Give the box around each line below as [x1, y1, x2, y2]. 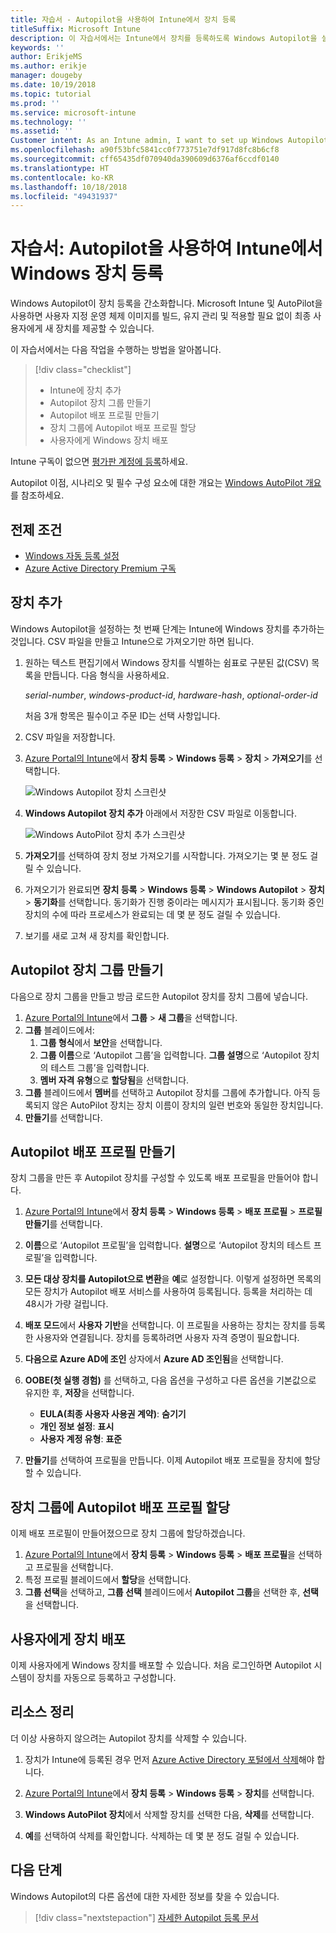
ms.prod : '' [10, 98, 60, 108]
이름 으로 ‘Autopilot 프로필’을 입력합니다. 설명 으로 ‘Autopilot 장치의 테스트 [24, 1239, 312, 1251]
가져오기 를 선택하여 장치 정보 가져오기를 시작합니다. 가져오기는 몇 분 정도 [24, 849, 308, 861]
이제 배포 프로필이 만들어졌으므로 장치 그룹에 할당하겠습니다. [10, 1527, 246, 1540]
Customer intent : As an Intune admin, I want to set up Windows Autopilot [10, 136, 329, 146]
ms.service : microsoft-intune [10, 107, 137, 118]
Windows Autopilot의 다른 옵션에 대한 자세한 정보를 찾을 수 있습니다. [10, 1890, 280, 1902]
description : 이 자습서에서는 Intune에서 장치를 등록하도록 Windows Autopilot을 [10, 33, 318, 43]
